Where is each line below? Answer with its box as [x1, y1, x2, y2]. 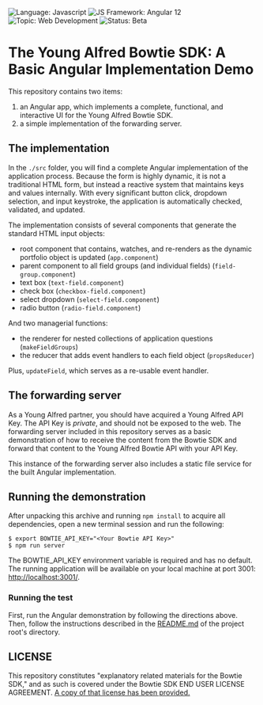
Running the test [8, 593, 73, 604]
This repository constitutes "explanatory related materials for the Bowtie [8, 671, 242, 680]
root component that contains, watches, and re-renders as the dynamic [19, 244, 253, 253]
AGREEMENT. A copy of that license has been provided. [8, 688, 191, 697]
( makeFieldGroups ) [19, 341, 79, 352]
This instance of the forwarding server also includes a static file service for [8, 459, 252, 468]
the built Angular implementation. [8, 467, 117, 477]
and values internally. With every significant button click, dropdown [8, 188, 227, 197]
